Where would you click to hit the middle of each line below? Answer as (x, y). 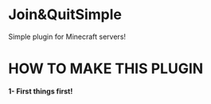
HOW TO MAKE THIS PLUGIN (106, 69)
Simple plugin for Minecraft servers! (67, 37)
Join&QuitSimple (65, 15)
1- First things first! (41, 91)
